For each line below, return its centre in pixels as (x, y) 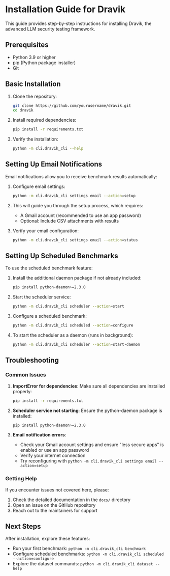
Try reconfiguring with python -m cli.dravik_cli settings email (88, 461)
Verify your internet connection (53, 456)
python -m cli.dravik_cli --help (48, 149)
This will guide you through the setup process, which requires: (78, 205)
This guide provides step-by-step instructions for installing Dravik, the (78, 23)
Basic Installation (33, 84)
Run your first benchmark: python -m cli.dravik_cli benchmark (79, 548)
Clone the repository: (35, 96)
